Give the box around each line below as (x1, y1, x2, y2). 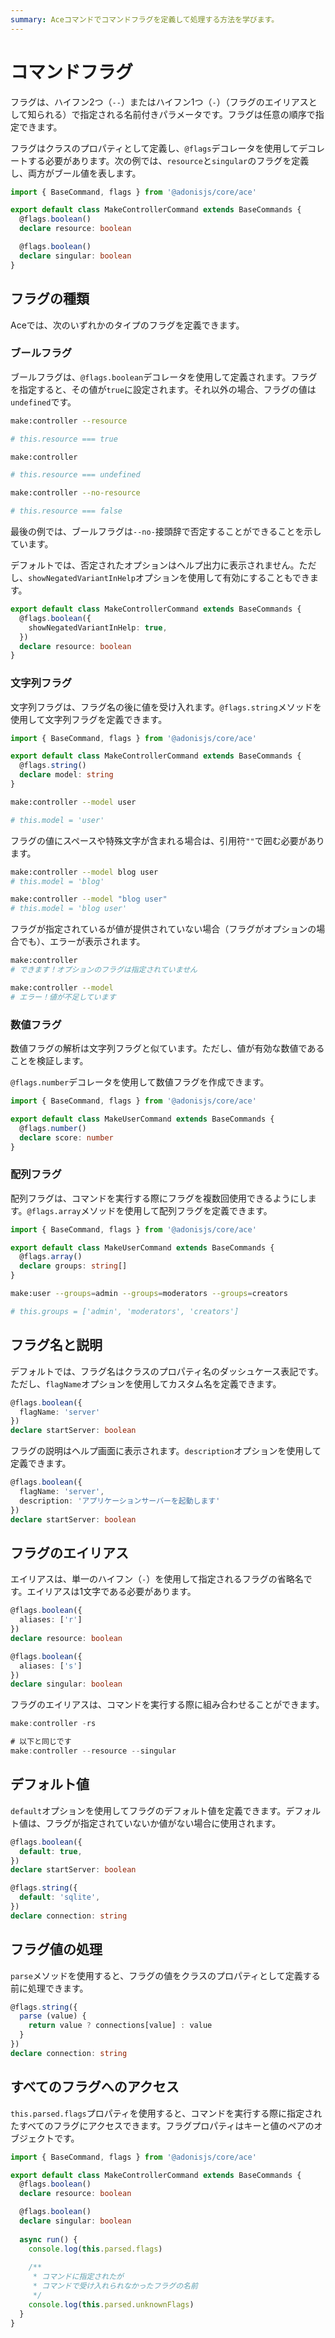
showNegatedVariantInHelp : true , (28, 622, 168, 633)
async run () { (19, 2234, 78, 2245)
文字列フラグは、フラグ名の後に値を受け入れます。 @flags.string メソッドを (10, 701, 322, 713)
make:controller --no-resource (10, 488, 141, 498)
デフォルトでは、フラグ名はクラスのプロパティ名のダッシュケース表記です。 (10, 1365, 324, 1377)
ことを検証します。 (10, 1055, 89, 1067)
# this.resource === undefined (10, 470, 141, 480)
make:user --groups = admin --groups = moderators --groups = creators (10, 1289, 288, 1299)
